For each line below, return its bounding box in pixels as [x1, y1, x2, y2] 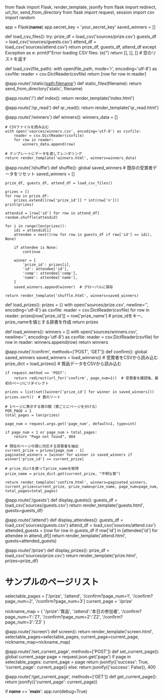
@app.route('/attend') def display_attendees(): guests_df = [5, 517, 123, 523]
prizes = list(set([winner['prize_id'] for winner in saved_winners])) [5, 389, 154, 394]
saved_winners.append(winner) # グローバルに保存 [14, 285, 114, 289]
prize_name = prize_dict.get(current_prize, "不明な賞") [5, 471, 121, 476]
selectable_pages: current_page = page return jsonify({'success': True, [5, 659, 149, 665]
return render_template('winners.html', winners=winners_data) [5, 155, 137, 160]
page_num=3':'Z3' [5, 619, 43, 625]
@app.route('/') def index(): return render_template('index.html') [5, 95, 135, 101]
